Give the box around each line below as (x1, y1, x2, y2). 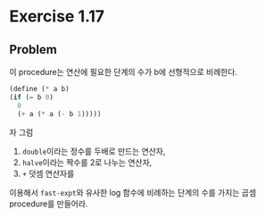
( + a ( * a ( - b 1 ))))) (17, 109, 102, 118)
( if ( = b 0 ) (9, 92, 54, 102)
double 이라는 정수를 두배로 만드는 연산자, (21, 146, 166, 156)
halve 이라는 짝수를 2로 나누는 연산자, (21, 156, 153, 167)
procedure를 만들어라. (9, 198, 88, 209)
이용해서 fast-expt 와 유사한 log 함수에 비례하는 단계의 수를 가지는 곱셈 (9, 187, 257, 197)
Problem (9, 42, 58, 57)
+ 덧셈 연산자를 (21, 168, 75, 179)
